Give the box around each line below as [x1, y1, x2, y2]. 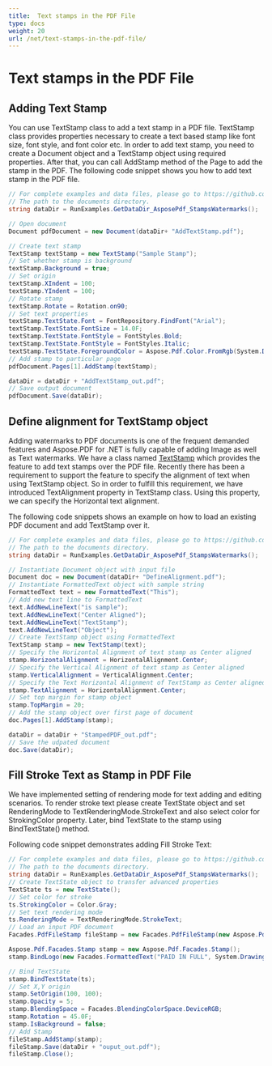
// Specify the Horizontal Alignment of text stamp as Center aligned [8, 648, 252, 656]
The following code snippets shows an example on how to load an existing [8, 512, 257, 521]
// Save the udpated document [8, 738, 111, 746]
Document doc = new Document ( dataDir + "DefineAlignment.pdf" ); [8, 573, 227, 581]
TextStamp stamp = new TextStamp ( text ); [8, 641, 147, 649]
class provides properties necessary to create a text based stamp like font [8, 131, 256, 142]
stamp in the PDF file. [8, 175, 80, 185]
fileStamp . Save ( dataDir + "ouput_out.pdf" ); [8, 1043, 161, 1051]
